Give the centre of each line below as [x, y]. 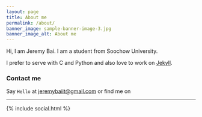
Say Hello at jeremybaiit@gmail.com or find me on [69, 91]
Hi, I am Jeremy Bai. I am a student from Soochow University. [82, 51]
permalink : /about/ [31, 23]
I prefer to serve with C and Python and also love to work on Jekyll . [89, 63]
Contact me [24, 79]
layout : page [23, 12]
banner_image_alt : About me [41, 34]
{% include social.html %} [38, 109]
